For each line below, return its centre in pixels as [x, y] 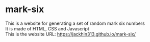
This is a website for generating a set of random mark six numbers [75, 23]
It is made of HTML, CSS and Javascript [47, 28]
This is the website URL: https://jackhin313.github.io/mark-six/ [71, 34]
